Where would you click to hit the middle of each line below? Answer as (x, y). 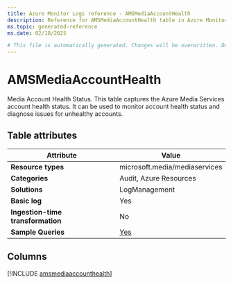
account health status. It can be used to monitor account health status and (114, 107)
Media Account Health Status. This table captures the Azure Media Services (116, 99)
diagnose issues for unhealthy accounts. (65, 114)
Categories (29, 178)
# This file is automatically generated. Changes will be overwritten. (113, 46)
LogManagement (147, 190)
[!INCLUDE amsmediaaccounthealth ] (60, 273)
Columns (27, 257)
